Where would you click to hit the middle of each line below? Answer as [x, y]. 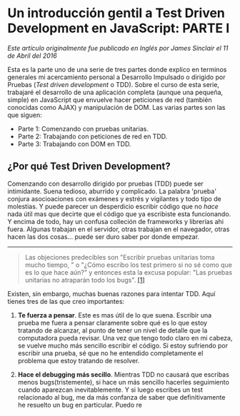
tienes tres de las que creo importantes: [66, 301]
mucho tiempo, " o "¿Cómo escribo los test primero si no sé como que [128, 265]
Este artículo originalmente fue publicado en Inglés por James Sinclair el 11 [118, 48]
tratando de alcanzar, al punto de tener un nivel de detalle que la [112, 330]
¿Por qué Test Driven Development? [89, 167]
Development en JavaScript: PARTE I [119, 28]
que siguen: [25, 115]
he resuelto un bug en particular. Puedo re [80, 405]
